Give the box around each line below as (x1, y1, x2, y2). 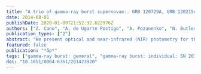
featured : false (6, 42, 47, 48)
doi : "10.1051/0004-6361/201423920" (6, 58, 98, 64)
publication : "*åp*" (6, 48, 58, 54)
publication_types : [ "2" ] (6, 31, 71, 37)
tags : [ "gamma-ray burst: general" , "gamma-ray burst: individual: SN (6, 53, 186, 59)
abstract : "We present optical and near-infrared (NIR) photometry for (6, 36, 188, 42)
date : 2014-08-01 (6, 14, 50, 20)
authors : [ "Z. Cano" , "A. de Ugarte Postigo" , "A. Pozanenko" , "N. (6, 25, 178, 32)
